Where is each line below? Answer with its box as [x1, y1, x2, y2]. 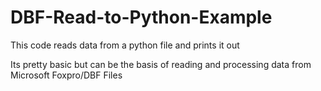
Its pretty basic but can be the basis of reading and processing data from [10, 58, 312, 70]
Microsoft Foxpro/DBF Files [10, 69, 123, 81]
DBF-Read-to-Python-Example [10, 6, 273, 29]
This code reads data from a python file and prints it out [10, 39, 240, 51]
